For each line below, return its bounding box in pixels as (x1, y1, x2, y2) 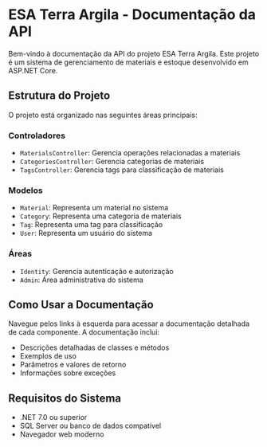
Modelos (8, 185, 43, 196)
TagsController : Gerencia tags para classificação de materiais (19, 165, 225, 174)
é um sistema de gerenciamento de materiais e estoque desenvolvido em (8, 57, 249, 67)
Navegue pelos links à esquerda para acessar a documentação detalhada (8, 319, 249, 328)
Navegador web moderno (19, 429, 104, 439)
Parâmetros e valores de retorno (19, 360, 127, 370)
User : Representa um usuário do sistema (19, 229, 153, 238)
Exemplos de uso (19, 351, 77, 361)
